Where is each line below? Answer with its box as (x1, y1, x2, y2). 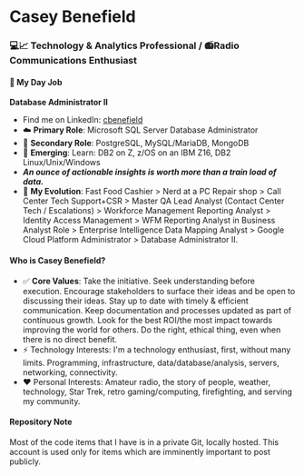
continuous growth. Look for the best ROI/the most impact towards (22, 314, 273, 325)
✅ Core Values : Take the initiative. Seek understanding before (22, 275, 256, 286)
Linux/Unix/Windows (22, 157, 102, 168)
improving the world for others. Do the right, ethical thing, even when (22, 324, 281, 335)
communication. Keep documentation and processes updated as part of (22, 304, 292, 315)
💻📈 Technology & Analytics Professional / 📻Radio (9, 39, 240, 52)
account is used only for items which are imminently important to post (9, 446, 270, 457)
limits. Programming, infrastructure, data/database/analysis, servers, (22, 357, 279, 368)
